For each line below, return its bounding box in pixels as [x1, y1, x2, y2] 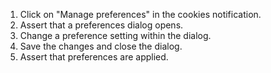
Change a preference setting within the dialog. [19, 30, 212, 41]
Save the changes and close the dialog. [19, 40, 183, 52]
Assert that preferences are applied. [19, 51, 169, 63]
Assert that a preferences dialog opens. [19, 19, 184, 31]
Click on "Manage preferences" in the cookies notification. [19, 9, 262, 20]
